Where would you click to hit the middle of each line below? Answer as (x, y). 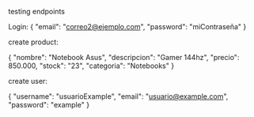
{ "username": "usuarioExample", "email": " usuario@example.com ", (118, 96)
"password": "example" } (49, 105)
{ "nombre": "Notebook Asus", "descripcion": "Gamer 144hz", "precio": (124, 57)
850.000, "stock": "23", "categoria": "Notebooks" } (91, 66)
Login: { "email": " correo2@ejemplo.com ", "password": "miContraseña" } (127, 26)
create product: (34, 42)
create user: (28, 81)
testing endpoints (37, 11)
